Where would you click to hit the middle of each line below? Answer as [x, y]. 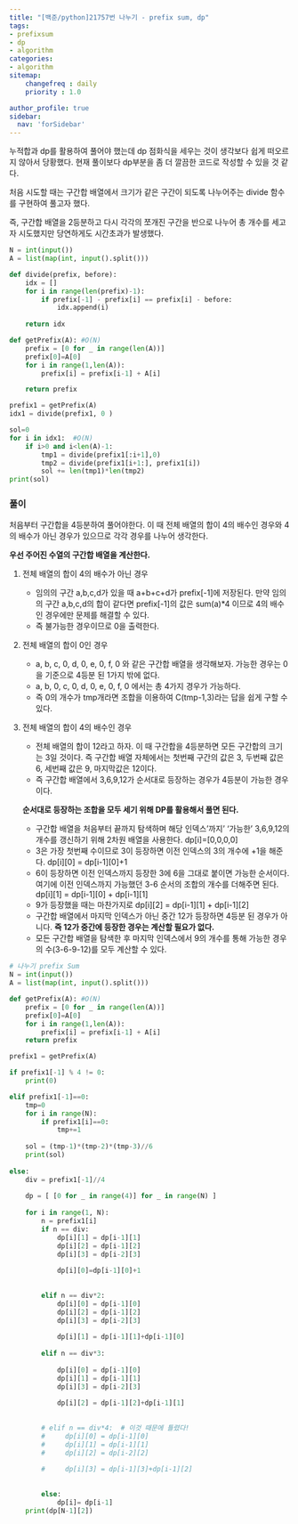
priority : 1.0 [53, 92]
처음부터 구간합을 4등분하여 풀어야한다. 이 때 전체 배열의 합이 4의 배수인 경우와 [146, 525]
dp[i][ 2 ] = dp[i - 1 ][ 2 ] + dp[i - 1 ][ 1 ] [121, 1403]
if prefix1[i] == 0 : [75, 1122]
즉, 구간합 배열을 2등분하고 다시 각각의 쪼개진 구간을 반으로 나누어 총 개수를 [140, 223]
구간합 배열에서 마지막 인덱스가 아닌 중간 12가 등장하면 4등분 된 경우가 [157, 916]
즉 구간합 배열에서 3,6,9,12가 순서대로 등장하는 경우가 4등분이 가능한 [154, 780]
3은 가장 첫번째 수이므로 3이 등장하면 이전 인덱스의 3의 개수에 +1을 [151, 851]
